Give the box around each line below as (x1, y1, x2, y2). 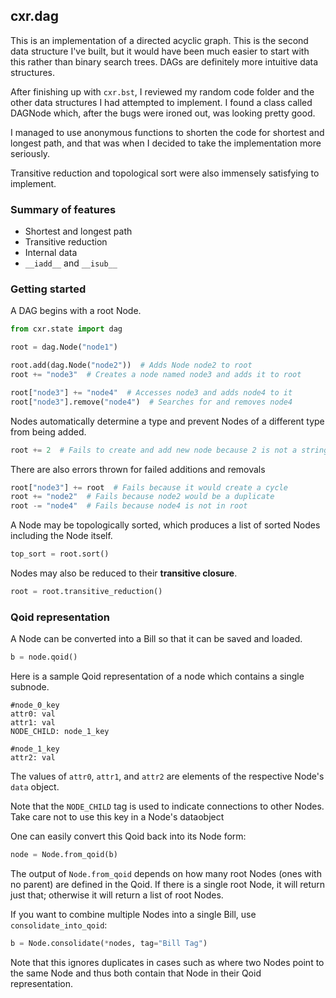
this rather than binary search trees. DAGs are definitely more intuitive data (10, 55, 319, 68)
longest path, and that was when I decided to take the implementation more (10, 137, 322, 149)
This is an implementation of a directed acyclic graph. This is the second (10, 34, 309, 46)
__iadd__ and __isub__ (24, 257, 118, 269)
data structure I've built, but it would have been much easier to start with (10, 45, 310, 57)
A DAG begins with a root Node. (10, 305, 142, 317)
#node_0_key (10, 700, 60, 711)
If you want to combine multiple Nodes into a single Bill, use (10, 908, 257, 920)
